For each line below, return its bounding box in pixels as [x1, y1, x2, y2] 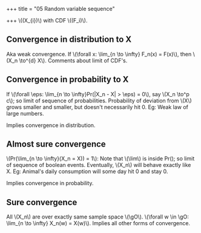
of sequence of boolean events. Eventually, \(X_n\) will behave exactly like [6, 162, 191, 169]
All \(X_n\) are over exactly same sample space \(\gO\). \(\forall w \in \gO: [6, 213, 189, 220]
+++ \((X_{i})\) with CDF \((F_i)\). [6, 17, 88, 24]
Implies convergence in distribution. [6, 121, 96, 129]
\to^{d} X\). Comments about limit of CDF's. [19, 57, 128, 64]
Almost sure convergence [6, 139, 106, 149]
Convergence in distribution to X [6, 34, 132, 45]
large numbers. [6, 110, 44, 117]
